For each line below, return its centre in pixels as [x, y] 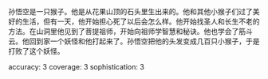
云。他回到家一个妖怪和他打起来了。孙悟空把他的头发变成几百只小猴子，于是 [134, 41]
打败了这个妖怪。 [36, 51]
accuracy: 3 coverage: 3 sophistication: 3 [77, 67]
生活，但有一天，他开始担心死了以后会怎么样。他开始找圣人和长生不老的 [141, 21]
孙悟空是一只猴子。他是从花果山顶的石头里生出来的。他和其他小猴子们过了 [130, 11]
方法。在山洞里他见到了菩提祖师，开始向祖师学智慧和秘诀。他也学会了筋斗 [130, 31]
